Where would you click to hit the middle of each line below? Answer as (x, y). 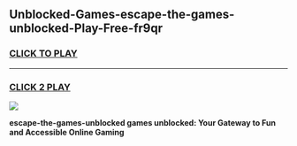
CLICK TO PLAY (43, 54)
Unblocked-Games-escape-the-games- (122, 15)
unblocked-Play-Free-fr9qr (86, 29)
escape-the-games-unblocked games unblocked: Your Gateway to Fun (143, 122)
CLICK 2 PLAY (40, 87)
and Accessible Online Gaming (67, 132)
